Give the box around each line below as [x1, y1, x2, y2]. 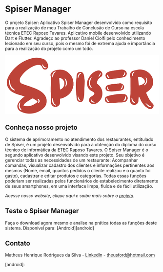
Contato [5, 239, 30, 248]
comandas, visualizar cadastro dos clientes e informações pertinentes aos [5, 162, 155, 168]
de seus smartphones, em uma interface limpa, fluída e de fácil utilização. [5, 183, 154, 189]
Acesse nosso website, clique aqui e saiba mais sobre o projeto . [5, 192, 135, 199]
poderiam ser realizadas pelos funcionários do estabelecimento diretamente [5, 178, 159, 184]
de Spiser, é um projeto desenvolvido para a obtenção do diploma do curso [5, 141, 157, 147]
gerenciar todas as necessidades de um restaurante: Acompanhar [5, 157, 138, 163]
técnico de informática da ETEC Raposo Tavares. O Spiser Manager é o [5, 147, 148, 153]
